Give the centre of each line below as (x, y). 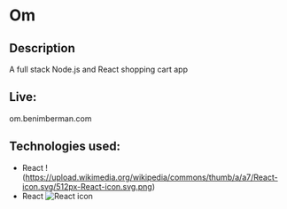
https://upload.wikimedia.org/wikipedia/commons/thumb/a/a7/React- (151, 177)
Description (42, 48)
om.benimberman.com (50, 118)
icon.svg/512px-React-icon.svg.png (87, 186)
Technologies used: (65, 147)
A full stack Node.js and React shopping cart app (99, 69)
